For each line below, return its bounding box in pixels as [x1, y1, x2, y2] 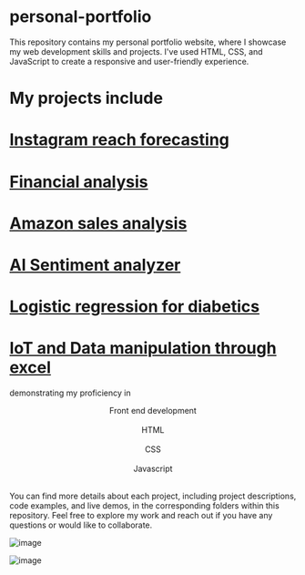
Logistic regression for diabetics [9, 296, 260, 317]
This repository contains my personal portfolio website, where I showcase [9, 36, 287, 47]
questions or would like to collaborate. [9, 519, 153, 530]
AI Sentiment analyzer [9, 254, 181, 275]
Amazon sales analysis [9, 212, 188, 233]
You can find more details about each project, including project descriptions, [9, 490, 297, 501]
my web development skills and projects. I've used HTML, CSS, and [9, 46, 263, 56]
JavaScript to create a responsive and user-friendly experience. [9, 56, 249, 67]
